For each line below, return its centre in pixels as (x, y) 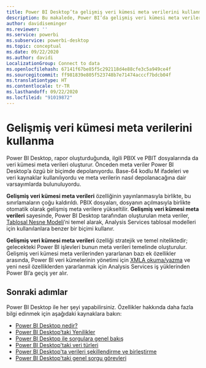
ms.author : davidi (30, 58)
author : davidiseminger (37, 23)
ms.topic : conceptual (34, 47)
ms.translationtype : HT (37, 80)
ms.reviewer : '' (27, 29)
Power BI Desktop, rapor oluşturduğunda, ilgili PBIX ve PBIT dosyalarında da (102, 158)
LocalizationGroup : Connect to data (53, 63)
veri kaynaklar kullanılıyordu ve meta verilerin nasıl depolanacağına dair (96, 177)
